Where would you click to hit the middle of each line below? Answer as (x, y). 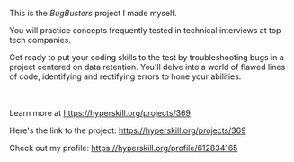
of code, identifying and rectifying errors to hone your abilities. (125, 76)
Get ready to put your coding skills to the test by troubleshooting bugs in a (147, 57)
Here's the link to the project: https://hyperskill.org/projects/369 (128, 130)
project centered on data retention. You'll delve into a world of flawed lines (147, 67)
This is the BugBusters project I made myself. (93, 13)
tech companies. (40, 40)
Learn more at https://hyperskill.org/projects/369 (100, 113)
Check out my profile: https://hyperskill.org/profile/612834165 (124, 148)
